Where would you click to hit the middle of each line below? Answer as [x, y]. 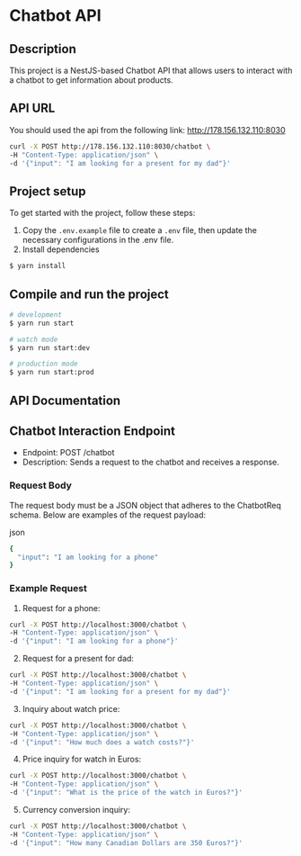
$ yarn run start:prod [52, 373]
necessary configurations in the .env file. [98, 240]
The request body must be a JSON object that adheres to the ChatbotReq [145, 505]
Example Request [48, 589]
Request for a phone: [61, 608]
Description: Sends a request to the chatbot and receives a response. [151, 462]
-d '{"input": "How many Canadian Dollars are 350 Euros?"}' [126, 842]
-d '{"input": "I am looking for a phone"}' [94, 641]
